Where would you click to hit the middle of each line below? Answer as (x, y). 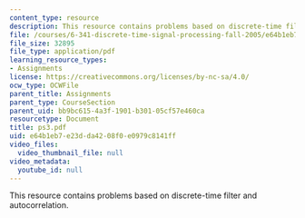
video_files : (34, 144)
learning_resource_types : (58, 60)
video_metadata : (40, 161)
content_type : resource (54, 18)
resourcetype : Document (54, 119)
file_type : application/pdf (63, 52)
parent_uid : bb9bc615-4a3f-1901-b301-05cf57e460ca (107, 111)
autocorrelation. (39, 205)
